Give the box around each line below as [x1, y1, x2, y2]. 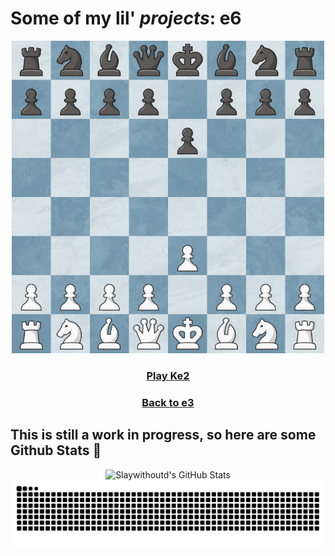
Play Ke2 [146, 368, 190, 382]
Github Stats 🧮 [10, 442, 102, 459]
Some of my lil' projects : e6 [10, 7, 242, 30]
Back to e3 [141, 395, 195, 409]
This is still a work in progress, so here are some [10, 427, 317, 444]
